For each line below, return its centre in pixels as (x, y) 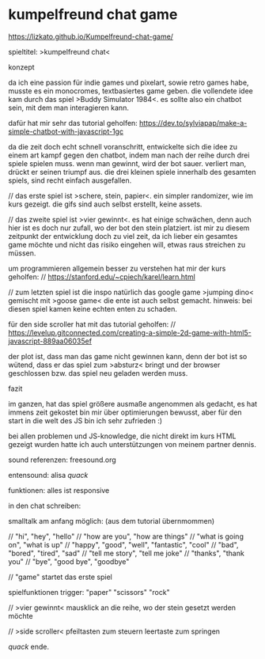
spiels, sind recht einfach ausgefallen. (70, 180)
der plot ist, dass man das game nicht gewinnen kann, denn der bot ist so (128, 356)
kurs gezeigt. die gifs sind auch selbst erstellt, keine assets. (105, 204)
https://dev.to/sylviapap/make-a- (193, 123)
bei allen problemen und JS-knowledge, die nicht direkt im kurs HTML (122, 436)
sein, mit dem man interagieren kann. (68, 108)
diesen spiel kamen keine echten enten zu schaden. (93, 309)
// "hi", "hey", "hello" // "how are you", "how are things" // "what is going (126, 536)
